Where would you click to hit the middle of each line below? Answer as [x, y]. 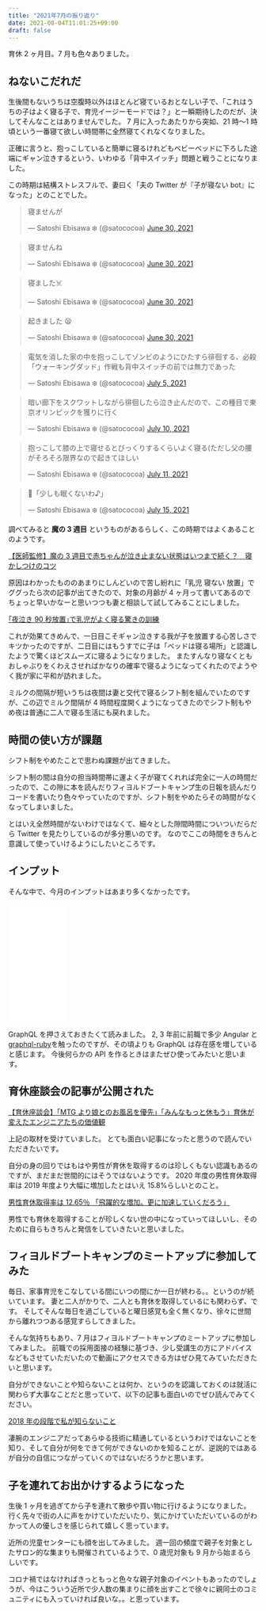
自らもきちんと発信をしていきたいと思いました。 [108, 1228]
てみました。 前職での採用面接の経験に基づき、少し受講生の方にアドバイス [130, 1348]
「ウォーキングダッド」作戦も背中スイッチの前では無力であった [131, 367]
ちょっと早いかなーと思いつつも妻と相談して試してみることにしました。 [126, 602]
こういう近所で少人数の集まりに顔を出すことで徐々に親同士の [143, 1589]
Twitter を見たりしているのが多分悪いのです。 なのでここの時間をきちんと [137, 834]
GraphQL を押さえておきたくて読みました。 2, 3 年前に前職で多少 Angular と [133, 1034]
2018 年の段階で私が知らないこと [62, 1421]
